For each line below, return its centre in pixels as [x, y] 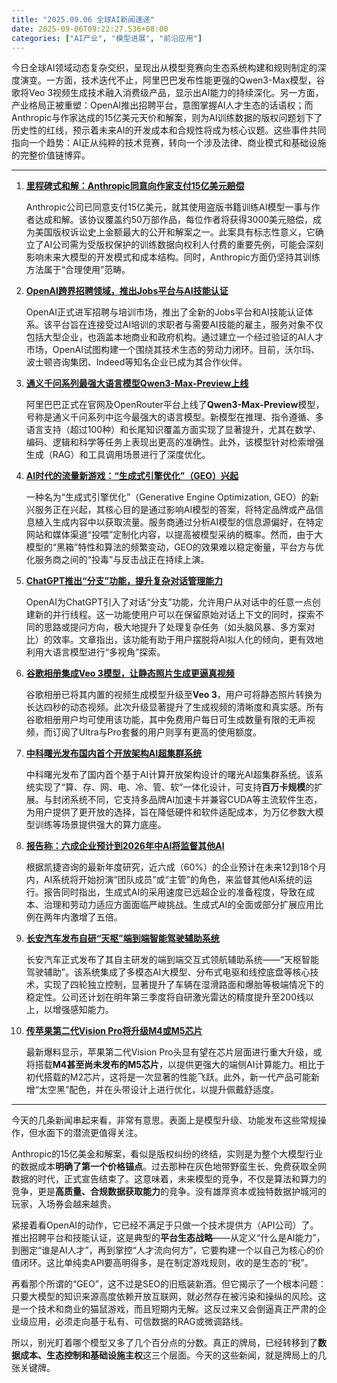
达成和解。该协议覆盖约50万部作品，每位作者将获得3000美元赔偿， [174, 220]
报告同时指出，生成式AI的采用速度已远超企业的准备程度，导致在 [175, 892]
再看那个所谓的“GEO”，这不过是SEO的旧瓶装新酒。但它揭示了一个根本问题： [169, 1284]
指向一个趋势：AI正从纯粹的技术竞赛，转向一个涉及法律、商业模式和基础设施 [169, 143]
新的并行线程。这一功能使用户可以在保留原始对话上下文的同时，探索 [175, 615]
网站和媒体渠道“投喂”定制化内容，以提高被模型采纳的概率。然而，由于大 [174, 535]
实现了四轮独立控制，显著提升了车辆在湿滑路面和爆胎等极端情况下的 [183, 985]
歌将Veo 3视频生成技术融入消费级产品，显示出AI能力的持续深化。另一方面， [167, 93]
